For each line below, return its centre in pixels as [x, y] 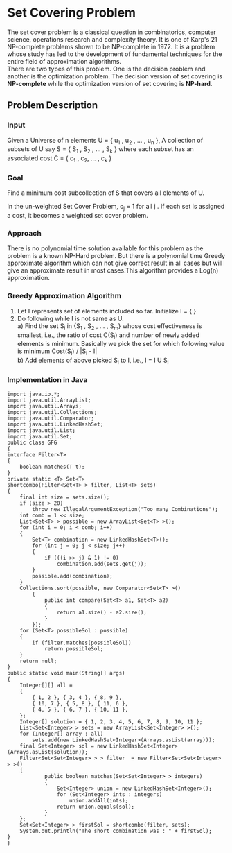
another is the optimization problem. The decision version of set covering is [115, 76]
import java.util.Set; [40, 437]
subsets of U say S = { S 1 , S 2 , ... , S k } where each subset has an [100, 150]
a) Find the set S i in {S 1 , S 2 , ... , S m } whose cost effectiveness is [109, 326]
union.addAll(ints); [99, 801]
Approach [24, 234]
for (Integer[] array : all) [62, 734]
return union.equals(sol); [96, 807]
